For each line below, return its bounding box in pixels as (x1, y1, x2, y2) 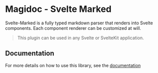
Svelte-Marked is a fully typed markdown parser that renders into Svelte (5, 20, 153, 26)
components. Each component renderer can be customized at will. (5, 25, 142, 31)
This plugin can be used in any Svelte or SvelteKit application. (17, 35, 144, 41)
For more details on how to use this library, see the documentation (5, 62, 141, 68)
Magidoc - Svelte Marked (5, 3, 112, 15)
